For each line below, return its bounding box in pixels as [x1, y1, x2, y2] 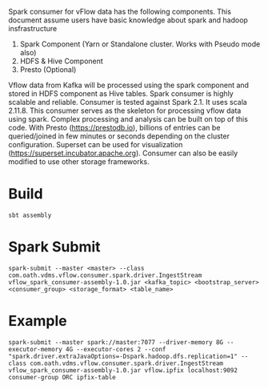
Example [8, 312, 67, 331]
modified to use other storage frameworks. [8, 157, 150, 166]
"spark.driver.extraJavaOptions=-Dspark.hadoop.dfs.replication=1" [8, 352, 238, 360]
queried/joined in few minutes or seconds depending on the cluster [8, 131, 230, 141]
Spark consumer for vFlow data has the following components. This [8, 7, 232, 16]
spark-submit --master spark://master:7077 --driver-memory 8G [8, 338, 224, 347]
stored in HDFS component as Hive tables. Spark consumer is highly [8, 89, 234, 98]
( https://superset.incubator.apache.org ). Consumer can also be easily [8, 148, 238, 158]
